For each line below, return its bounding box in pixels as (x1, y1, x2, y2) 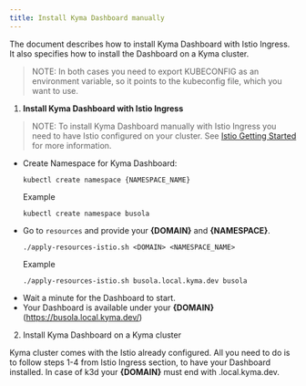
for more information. (31, 140, 112, 151)
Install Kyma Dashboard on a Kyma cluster (22, 329, 182, 340)
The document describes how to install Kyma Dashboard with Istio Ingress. (9, 38, 291, 49)
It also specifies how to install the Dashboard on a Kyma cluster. (9, 47, 250, 59)
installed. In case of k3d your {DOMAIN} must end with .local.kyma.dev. (9, 366, 280, 377)
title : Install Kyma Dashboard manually (9, 13, 166, 23)
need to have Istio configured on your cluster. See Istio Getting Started (31, 130, 297, 141)
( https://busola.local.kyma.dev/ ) (22, 311, 143, 322)
